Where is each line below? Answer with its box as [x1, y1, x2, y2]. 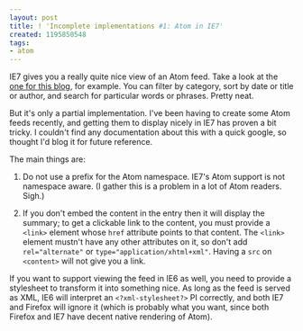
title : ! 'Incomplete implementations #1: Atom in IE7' [9, 22, 224, 31]
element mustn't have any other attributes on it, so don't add [22, 237, 248, 247]
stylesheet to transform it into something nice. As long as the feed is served [9, 282, 291, 293]
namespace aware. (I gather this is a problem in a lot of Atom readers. [22, 181, 282, 192]
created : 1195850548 [9, 30, 87, 39]
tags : [9, 38, 30, 48]
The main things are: [9, 154, 86, 165]
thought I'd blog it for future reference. [9, 137, 153, 148]
